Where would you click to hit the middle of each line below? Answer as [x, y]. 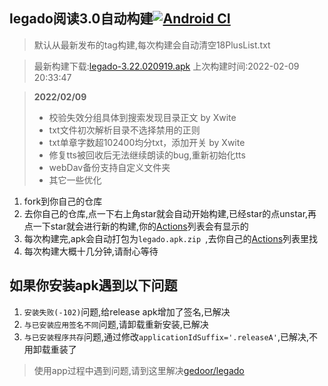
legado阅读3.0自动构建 [81, 19]
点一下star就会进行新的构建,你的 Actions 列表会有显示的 [136, 226]
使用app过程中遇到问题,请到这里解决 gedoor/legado [139, 370]
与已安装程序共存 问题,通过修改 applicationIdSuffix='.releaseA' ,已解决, [166, 336]
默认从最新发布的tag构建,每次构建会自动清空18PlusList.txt [152, 45]
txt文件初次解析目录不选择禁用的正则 [124, 130]
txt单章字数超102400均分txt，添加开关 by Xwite [147, 142]
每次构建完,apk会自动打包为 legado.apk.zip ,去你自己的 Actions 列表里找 [171, 238]
